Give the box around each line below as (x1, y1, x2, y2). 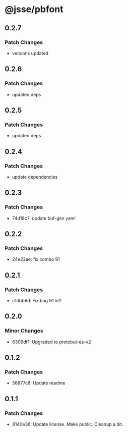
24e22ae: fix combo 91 (12, 256, 60, 262)
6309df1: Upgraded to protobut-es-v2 (12, 339, 91, 345)
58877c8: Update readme (12, 380, 66, 386)
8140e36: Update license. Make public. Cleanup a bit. (12, 421, 123, 427)
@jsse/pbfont (5, 4, 63, 15)
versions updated (12, 50, 49, 56)
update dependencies (12, 174, 58, 180)
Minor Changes (5, 327, 43, 334)
